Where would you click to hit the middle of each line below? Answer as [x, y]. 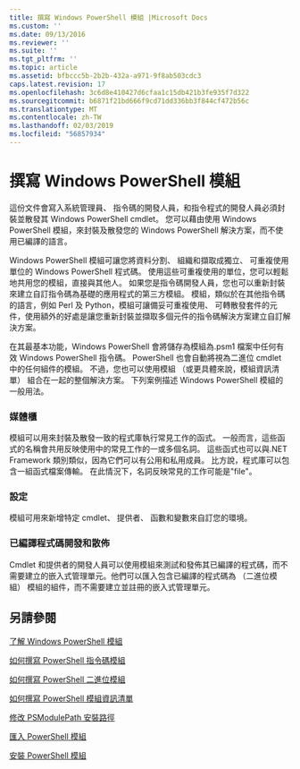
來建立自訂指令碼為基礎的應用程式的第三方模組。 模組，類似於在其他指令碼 [147, 294]
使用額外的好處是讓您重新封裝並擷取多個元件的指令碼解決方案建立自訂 [154, 316]
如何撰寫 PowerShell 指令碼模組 [67, 660]
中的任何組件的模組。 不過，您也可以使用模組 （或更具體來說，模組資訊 [141, 369]
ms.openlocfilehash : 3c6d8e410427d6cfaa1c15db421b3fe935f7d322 [129, 92]
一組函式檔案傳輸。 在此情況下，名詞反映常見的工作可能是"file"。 [137, 472]
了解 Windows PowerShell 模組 [66, 641]
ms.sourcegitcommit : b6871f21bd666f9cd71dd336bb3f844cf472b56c [129, 101]
